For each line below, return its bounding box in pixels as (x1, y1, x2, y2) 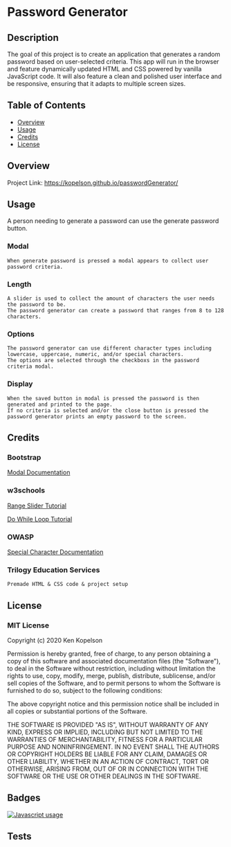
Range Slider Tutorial (7, 501, 67, 510)
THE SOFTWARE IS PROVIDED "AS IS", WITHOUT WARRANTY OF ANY (7, 720, 209, 729)
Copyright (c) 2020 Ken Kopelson (7, 636, 103, 644)
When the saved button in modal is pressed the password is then (7, 395, 199, 402)
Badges (7, 792, 41, 804)
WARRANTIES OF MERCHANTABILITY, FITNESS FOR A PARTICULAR (7, 735, 203, 743)
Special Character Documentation (7, 548, 104, 556)
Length (7, 279, 32, 289)
